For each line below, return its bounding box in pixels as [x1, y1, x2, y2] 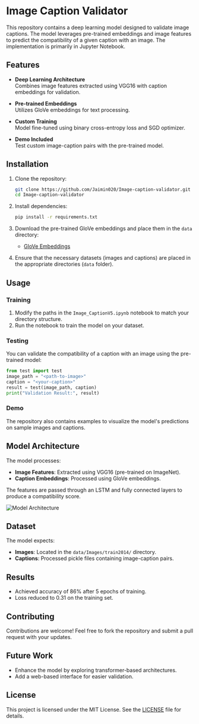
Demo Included [14, 136, 53, 143]
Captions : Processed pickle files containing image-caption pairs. [14, 555, 174, 562]
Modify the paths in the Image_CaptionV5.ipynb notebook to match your [14, 309, 189, 316]
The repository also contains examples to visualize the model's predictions [6, 417, 189, 424]
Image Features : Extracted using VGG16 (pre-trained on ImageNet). [14, 468, 181, 476]
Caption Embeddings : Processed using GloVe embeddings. [14, 474, 162, 482]
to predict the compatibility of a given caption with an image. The [6, 36, 166, 43]
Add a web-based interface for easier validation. [14, 673, 134, 680]
